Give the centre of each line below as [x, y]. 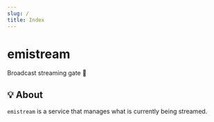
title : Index [26, 20]
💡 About [25, 95]
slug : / [18, 13]
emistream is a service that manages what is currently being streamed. [107, 112]
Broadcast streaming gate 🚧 [47, 73]
